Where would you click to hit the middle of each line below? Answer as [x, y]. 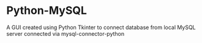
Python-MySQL [47, 11]
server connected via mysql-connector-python [65, 33]
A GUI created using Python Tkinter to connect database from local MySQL [101, 27]
